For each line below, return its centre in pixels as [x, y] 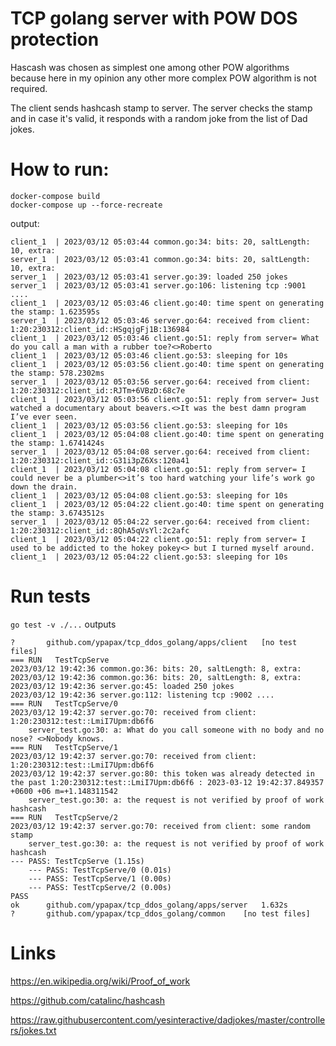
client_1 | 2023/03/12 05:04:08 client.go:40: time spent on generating [167, 434]
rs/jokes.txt [33, 1030]
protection [55, 39]
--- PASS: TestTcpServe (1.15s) [77, 861]
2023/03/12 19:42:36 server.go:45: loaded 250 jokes [122, 686]
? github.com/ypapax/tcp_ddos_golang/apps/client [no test [154, 642]
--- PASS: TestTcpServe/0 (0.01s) [100, 870]
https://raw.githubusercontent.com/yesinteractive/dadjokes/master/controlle [168, 1019]
